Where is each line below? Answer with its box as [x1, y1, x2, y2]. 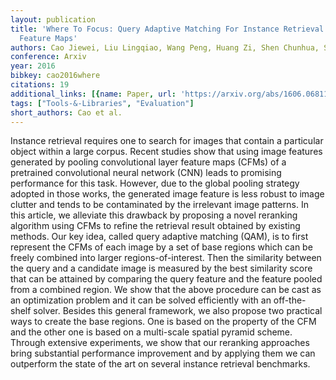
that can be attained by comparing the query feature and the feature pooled [10, 273, 323, 285]
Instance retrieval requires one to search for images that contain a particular [10, 135, 324, 147]
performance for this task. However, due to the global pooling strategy [10, 177, 300, 190]
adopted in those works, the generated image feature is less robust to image [10, 188, 325, 200]
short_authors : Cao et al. [10, 107, 123, 118]
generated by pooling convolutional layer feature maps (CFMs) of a [10, 156, 287, 168]
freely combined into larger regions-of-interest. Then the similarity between [10, 252, 322, 264]
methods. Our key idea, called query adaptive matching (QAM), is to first [10, 231, 309, 243]
